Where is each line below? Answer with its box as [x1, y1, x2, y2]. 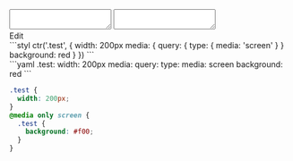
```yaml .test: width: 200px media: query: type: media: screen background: [9, 59, 284, 70]
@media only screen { [9, 111, 90, 120]
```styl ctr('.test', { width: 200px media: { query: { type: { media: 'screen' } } [9, 40, 285, 50]
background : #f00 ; [25, 127, 94, 137]
